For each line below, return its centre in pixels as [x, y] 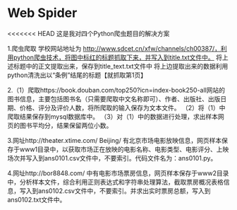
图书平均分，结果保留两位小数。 [66, 125]
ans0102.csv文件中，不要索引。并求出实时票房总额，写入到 [124, 191]
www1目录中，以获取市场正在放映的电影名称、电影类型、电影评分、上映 [124, 149]
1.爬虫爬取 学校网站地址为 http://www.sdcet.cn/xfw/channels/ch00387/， [114, 48]
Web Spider [42, 13]
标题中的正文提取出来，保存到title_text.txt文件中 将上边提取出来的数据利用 [121, 66]
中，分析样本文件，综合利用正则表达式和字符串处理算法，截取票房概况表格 [115, 182]
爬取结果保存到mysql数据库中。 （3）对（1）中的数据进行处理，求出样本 [113, 116]
